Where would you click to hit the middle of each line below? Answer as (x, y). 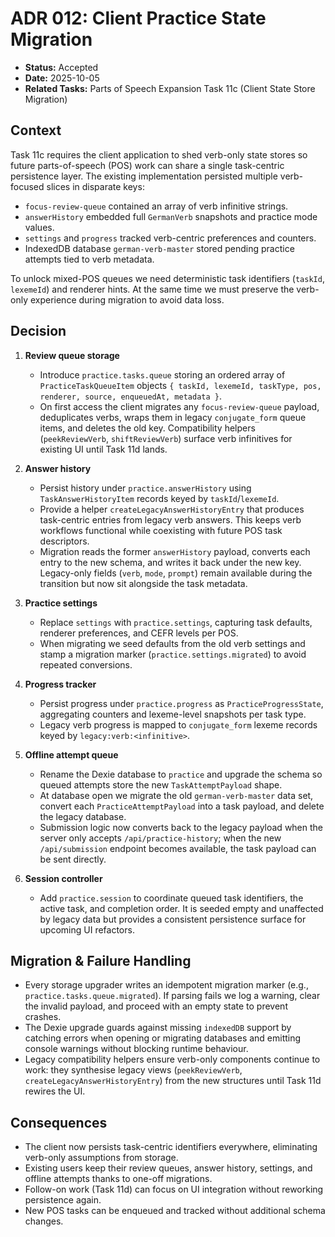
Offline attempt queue (71, 754)
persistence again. (63, 1200)
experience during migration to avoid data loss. (127, 299)
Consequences (59, 1122)
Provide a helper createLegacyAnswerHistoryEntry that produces (172, 509)
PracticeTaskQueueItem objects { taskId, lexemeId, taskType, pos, (180, 385)
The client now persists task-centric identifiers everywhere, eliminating (171, 1147)
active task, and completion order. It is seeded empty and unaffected (181, 908)
